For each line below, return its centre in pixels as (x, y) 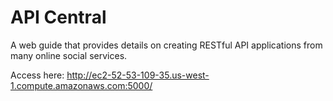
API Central (58, 17)
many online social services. (69, 55)
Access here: (37, 75)
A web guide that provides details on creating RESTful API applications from (166, 45)
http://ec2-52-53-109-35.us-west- (138, 75)
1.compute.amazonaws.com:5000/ (81, 85)
